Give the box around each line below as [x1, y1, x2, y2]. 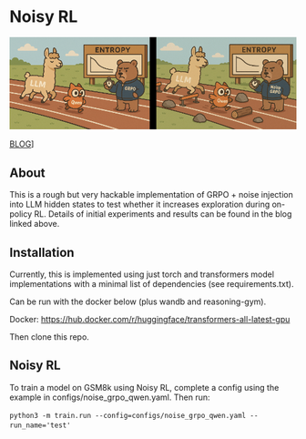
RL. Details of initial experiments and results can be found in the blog [34, 209, 292, 219]
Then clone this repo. [9, 332, 89, 342]
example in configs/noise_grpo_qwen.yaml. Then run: [9, 392, 211, 403]
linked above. [9, 219, 60, 230]
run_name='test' [9, 421, 71, 430]
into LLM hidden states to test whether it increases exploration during [9, 199, 270, 210]
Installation [9, 244, 75, 260]
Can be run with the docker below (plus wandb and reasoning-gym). [9, 296, 267, 307]
